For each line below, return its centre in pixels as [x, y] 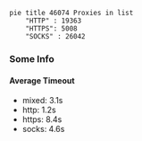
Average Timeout [42, 80]
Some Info [32, 58]
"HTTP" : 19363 [54, 21]
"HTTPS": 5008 [51, 29]
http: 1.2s [39, 110]
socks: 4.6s [43, 129]
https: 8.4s [42, 119]
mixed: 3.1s [42, 101]
